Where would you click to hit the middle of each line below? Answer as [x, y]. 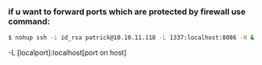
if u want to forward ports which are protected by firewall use [127, 12]
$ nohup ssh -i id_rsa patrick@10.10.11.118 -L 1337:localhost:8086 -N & [131, 38]
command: [29, 21]
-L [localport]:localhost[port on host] [67, 52]
